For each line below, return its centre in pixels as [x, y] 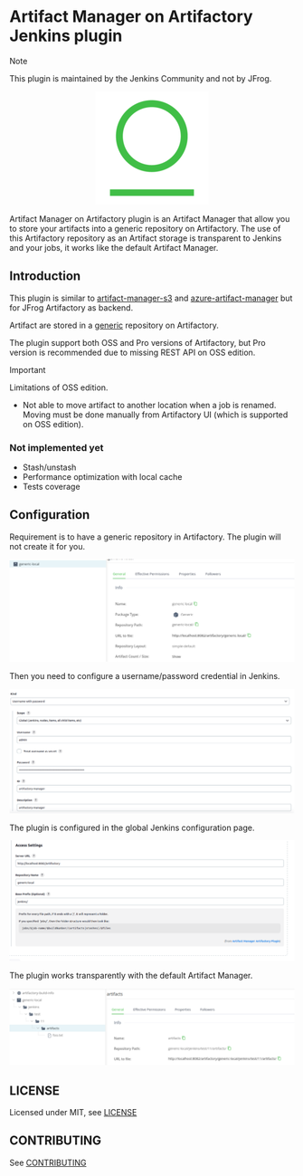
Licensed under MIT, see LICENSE [73, 1112]
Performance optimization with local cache [102, 477]
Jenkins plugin [66, 36]
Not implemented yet [57, 447]
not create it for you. [47, 546]
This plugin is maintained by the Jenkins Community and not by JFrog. [141, 78]
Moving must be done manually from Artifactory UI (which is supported [155, 415]
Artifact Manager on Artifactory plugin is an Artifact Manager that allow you [150, 218]
